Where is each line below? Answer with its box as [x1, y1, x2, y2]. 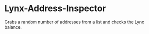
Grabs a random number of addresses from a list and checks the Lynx [4, 19, 144, 25]
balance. [4, 24, 22, 30]
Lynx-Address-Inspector [4, 3, 106, 14]
